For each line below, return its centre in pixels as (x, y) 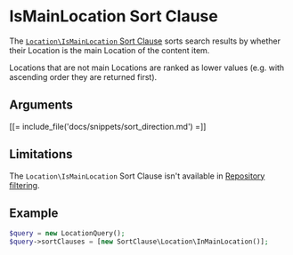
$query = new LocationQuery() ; (67, 234)
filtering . (24, 185)
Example (34, 213)
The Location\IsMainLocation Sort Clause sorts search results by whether (145, 41)
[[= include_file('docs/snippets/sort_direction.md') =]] (108, 126)
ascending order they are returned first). (83, 76)
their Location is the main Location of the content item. (110, 50)
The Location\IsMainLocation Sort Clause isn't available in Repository (137, 176)
